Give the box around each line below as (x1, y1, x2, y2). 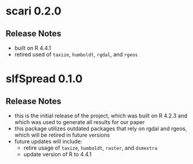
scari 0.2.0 (5, 4, 62, 18)
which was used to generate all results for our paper (14, 119, 145, 125)
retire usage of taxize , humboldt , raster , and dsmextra (23, 144, 158, 151)
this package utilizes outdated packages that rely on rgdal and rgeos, (14, 125, 188, 132)
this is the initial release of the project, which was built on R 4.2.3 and (14, 112, 188, 119)
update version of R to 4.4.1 (23, 151, 92, 158)
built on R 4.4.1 (14, 44, 51, 51)
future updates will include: (14, 138, 83, 145)
